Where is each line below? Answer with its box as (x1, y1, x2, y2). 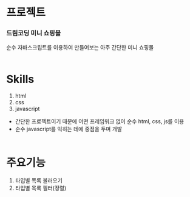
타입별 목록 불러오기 (15, 177, 63, 184)
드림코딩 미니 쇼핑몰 (6, 29, 61, 37)
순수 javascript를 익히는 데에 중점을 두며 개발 (15, 126, 123, 133)
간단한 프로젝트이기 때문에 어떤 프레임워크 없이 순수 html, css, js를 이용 (15, 118, 185, 125)
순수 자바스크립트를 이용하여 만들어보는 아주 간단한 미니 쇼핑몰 (6, 44, 154, 51)
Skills (6, 72, 35, 86)
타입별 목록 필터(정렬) (15, 184, 67, 192)
